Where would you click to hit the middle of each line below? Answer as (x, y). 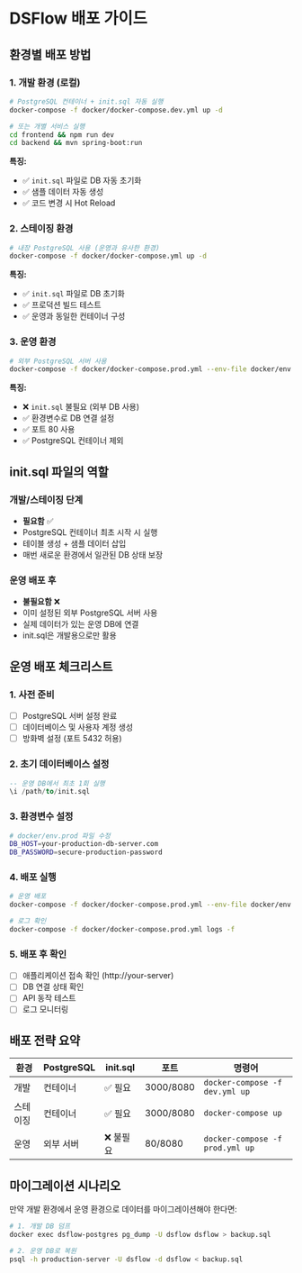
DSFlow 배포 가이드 (79, 18)
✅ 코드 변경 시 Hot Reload (69, 203)
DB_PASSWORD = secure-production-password (86, 852)
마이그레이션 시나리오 (65, 1186)
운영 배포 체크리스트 (61, 666)
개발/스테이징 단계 (46, 499)
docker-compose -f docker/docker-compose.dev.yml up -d (116, 110)
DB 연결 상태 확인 (53, 987)
